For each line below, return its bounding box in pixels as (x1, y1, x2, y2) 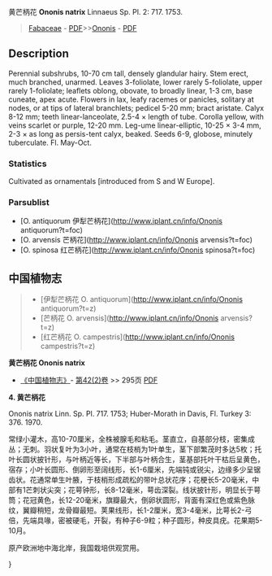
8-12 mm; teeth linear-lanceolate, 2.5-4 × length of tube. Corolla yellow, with (8, 111, 264, 121)
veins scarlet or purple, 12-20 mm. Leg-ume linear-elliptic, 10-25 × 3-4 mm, (8, 120, 261, 130)
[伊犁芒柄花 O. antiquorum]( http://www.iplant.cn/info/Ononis (40, 295, 244, 304)
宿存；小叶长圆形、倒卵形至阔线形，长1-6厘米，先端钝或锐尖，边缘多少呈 (8, 465, 254, 474)
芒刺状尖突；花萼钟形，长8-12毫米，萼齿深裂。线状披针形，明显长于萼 (25, 485, 261, 495)
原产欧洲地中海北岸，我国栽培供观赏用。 (8, 543, 144, 553)
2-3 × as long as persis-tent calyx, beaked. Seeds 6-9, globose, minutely (8, 129, 253, 138)
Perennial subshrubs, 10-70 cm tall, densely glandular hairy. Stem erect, (8, 68, 249, 78)
